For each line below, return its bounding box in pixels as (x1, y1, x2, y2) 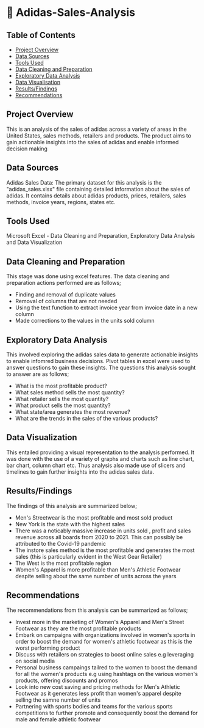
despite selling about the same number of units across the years (15, 572, 177, 579)
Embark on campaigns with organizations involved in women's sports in (15, 631, 195, 638)
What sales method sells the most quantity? (15, 389, 125, 396)
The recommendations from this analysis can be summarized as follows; (6, 606, 188, 614)
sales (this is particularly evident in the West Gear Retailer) (15, 553, 163, 560)
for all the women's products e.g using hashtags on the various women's (15, 670, 198, 677)
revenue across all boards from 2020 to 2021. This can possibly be (15, 533, 183, 540)
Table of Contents (6, 30, 76, 40)
